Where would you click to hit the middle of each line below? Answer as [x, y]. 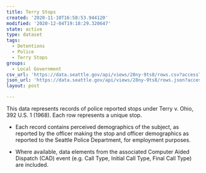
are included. [32, 165]
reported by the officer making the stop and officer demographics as [102, 133]
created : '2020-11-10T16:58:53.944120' [57, 18]
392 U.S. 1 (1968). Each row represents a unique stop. [74, 115]
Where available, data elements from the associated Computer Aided [102, 152]
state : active [25, 29]
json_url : [19, 80]
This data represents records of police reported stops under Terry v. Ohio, [100, 109]
